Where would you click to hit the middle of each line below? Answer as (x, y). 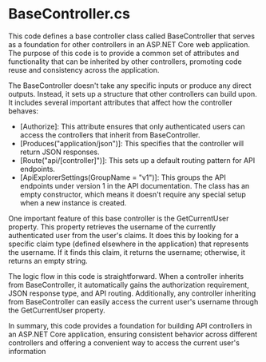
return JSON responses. (60, 152)
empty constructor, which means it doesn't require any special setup (133, 194)
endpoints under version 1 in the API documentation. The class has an (135, 185)
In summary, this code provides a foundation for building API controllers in (130, 325)
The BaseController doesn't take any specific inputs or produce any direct (130, 86)
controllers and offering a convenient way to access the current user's (124, 342)
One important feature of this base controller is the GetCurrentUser (119, 218)
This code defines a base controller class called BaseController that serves (132, 36)
